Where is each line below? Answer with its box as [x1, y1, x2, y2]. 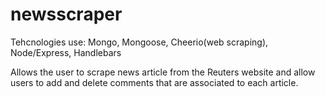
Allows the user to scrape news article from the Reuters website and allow [10, 66, 316, 78]
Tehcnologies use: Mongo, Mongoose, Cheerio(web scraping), [10, 36, 269, 48]
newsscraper [10, 3, 123, 26]
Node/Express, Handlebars [10, 46, 122, 58]
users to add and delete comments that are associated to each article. [10, 76, 299, 88]
